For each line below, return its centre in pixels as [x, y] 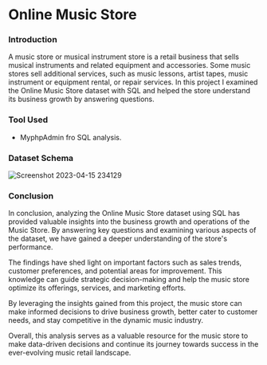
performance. [31, 247]
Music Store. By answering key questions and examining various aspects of [132, 230]
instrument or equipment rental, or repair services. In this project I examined [133, 82]
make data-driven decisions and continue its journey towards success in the [133, 344]
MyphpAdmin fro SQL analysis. [71, 137]
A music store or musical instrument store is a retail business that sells [124, 57]
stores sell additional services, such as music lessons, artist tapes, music [128, 74]
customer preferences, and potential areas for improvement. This [115, 271]
